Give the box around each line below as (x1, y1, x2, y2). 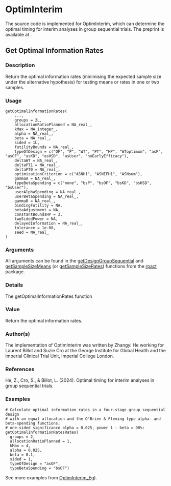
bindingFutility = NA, (14, 202, 63, 208)
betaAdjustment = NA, (14, 207, 60, 212)
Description (5, 62, 35, 69)
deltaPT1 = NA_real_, (14, 163, 60, 168)
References (5, 366, 35, 373)
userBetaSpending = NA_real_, (14, 194, 79, 199)
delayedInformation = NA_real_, (14, 220, 83, 226)
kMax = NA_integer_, (14, 127, 58, 132)
